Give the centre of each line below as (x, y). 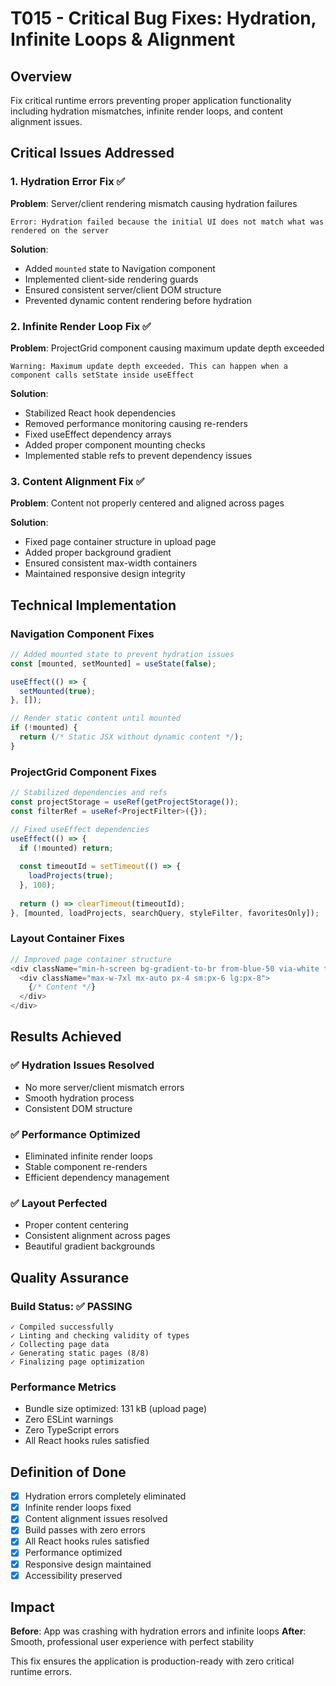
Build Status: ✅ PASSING (71, 1306)
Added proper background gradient (98, 553)
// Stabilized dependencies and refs (89, 793)
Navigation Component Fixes (82, 634)
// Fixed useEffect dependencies (80, 829)
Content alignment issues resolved (96, 1519)
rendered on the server (60, 230)
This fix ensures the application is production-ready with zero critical (152, 1661)
